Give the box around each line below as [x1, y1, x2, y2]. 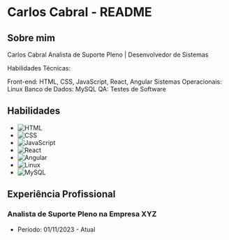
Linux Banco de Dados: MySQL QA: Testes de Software [7, 85, 166, 93]
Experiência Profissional [7, 188, 116, 200]
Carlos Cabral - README [7, 4, 152, 20]
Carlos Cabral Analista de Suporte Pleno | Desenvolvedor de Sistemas [7, 50, 209, 59]
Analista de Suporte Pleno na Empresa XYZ [7, 209, 157, 219]
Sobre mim [7, 32, 56, 44]
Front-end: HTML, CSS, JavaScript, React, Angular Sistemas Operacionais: [7, 77, 222, 86]
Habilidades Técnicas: [7, 64, 71, 72]
